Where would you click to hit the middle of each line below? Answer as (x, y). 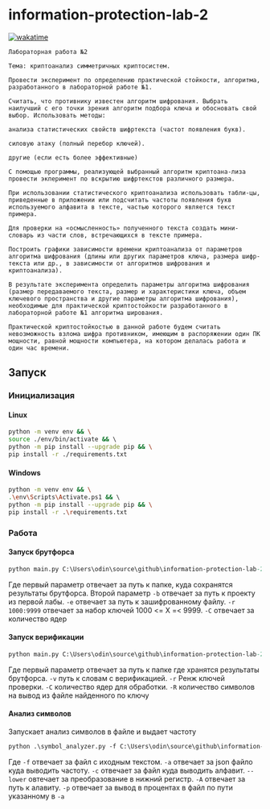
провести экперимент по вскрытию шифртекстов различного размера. (122, 179)
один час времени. (39, 348)
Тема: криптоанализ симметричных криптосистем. (90, 66)
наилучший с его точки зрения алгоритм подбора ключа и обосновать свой (133, 108)
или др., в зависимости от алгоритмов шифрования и (122, 263)
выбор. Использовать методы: (57, 115)
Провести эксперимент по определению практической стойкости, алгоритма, (135, 80)
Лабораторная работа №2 (48, 52)
